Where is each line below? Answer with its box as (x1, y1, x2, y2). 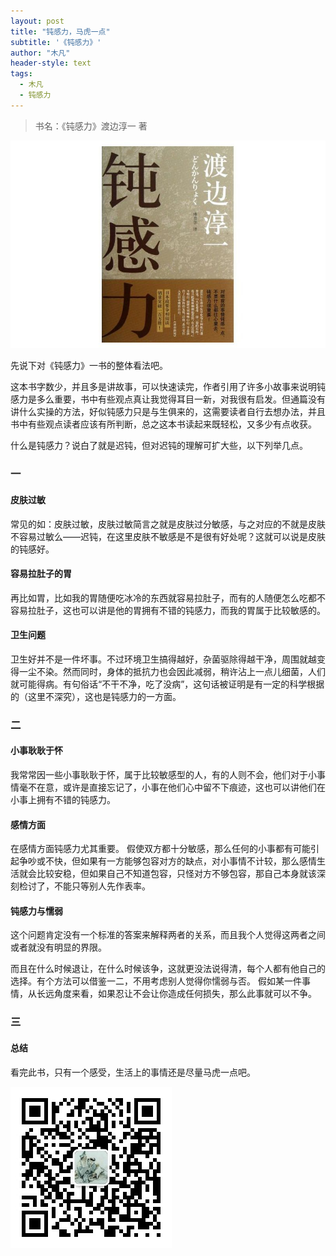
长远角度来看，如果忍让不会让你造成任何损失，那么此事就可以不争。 (36, 988, 317, 1000)
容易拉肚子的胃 (10, 568, 72, 580)
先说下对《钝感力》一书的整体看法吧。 (10, 360, 168, 372)
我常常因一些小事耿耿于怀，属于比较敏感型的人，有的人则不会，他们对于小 (10, 769, 317, 781)
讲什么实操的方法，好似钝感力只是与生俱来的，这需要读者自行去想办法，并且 (10, 406, 326, 418)
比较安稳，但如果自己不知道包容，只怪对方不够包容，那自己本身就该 (36, 868, 317, 880)
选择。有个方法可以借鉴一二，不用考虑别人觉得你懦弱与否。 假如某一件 (10, 975, 302, 987)
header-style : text (10, 58, 92, 69)
